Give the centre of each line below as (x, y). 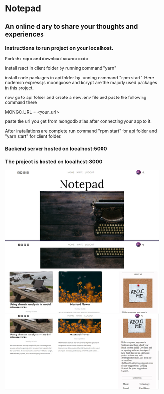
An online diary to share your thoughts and (72, 27)
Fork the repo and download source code (47, 59)
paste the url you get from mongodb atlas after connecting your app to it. (79, 121)
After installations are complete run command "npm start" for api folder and (81, 131)
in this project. (20, 88)
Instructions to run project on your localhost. (59, 48)
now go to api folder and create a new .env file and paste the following (76, 97)
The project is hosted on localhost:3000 (54, 161)
